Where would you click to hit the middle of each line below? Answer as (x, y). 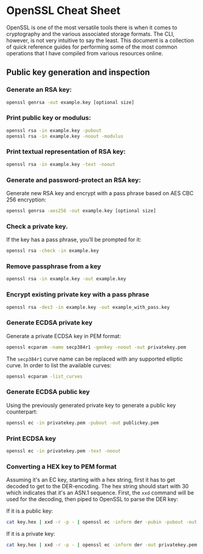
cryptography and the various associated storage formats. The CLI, (91, 33)
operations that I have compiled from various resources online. (85, 53)
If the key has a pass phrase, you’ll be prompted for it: (74, 240)
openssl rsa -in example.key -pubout (54, 130)
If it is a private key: (31, 533)
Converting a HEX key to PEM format (61, 466)
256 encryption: (26, 200)
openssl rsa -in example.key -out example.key (66, 279)
